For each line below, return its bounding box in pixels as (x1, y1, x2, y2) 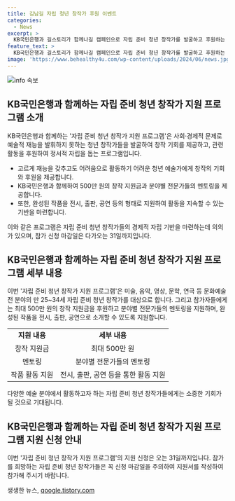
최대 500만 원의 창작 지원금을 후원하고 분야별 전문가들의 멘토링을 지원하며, (14, 304, 218, 313)
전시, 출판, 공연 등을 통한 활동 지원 (59, 370, 166, 380)
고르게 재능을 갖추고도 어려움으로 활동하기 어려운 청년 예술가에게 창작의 (17, 164, 212, 172)
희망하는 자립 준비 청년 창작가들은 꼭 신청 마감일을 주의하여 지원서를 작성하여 (14, 462, 224, 471)
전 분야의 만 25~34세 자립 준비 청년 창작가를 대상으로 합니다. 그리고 (7, 296, 192, 304)
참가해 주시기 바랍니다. (7, 471, 69, 480)
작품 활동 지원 (10, 370, 54, 380)
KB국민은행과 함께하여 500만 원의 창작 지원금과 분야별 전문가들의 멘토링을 (17, 181, 220, 190)
